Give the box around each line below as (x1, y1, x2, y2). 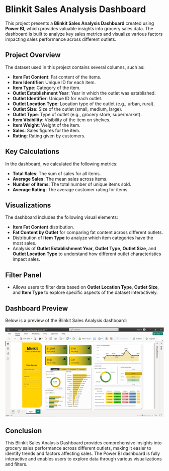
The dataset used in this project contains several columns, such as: (5, 64, 145, 70)
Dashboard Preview (5, 304, 68, 312)
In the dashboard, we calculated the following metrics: (5, 161, 118, 167)
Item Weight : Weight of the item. (12, 122, 80, 128)
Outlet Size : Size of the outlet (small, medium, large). (12, 106, 123, 112)
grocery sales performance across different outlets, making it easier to (5, 445, 152, 451)
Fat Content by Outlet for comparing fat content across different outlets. (12, 229, 163, 235)
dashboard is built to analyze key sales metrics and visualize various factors (5, 31, 163, 37)
